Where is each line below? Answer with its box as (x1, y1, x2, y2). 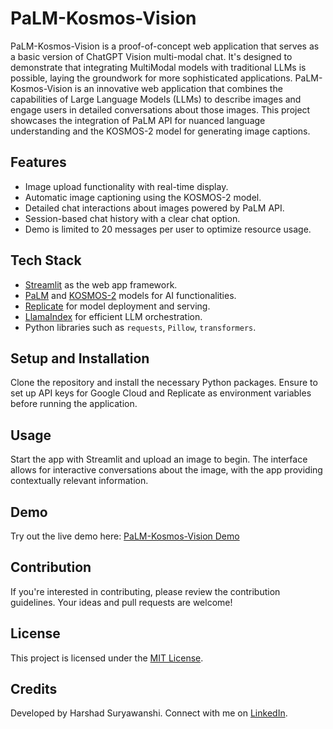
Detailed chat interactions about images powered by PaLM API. (24, 202, 285, 214)
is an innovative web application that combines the (74, 82, 283, 94)
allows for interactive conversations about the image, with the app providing (10, 464, 323, 476)
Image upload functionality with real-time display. (24, 180, 229, 192)
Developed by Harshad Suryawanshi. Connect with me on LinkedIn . (10, 707, 288, 719)
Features (10, 154, 67, 171)
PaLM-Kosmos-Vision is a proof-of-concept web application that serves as (10, 40, 320, 52)
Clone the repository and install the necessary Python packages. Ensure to (10, 377, 318, 389)
